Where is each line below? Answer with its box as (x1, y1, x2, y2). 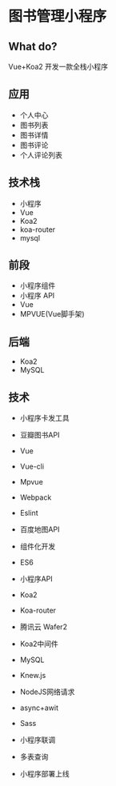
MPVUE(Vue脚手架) (19, 309, 86, 319)
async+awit (19, 703, 58, 712)
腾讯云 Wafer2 (19, 622, 68, 632)
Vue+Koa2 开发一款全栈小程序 (8, 62, 109, 71)
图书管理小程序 (8, 7, 107, 26)
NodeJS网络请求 (19, 687, 75, 696)
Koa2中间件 (19, 639, 58, 648)
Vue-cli (19, 461, 45, 472)
